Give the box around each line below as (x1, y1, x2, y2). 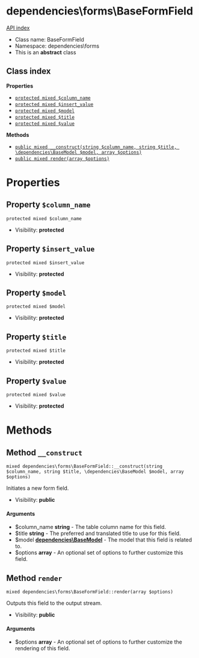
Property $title (6, 332, 67, 342)
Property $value (6, 376, 67, 386)
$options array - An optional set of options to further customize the (14, 638, 182, 646)
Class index (6, 66, 51, 77)
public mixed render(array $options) (14, 156, 110, 162)
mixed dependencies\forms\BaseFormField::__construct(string (6, 463, 163, 469)
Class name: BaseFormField (14, 36, 84, 43)
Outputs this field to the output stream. (6, 599, 102, 607)
